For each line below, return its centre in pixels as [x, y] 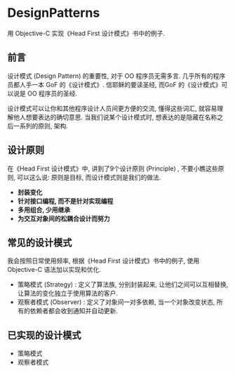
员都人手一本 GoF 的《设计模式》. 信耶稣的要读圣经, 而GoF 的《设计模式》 [114, 84]
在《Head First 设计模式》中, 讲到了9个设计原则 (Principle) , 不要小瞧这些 [113, 168]
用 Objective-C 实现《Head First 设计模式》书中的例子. [86, 33]
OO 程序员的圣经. [52, 93]
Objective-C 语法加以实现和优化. [54, 270]
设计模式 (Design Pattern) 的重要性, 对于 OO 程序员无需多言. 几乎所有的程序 [116, 76]
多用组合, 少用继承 [44, 209]
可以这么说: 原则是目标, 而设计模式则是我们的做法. [89, 177]
